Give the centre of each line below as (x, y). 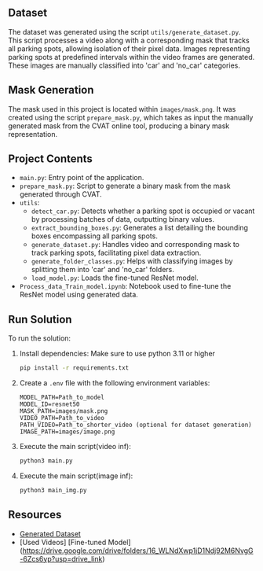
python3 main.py (46, 461)
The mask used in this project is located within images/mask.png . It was (122, 109)
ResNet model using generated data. (79, 295)
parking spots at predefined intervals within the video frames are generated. (131, 57)
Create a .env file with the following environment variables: (115, 383)
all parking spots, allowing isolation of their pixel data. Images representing (129, 48)
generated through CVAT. (60, 194)
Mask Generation (51, 90)
